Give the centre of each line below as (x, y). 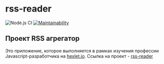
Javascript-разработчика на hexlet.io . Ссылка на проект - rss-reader (79, 56)
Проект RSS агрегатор (42, 39)
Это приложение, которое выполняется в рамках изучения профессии (82, 50)
